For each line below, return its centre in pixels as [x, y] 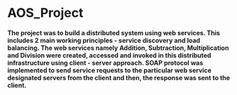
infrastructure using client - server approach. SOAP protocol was [105, 63]
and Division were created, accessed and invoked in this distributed [109, 55]
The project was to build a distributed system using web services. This [114, 32]
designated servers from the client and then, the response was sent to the [119, 77]
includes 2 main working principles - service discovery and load [104, 40]
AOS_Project [45, 13]
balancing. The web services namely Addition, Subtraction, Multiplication [118, 48]
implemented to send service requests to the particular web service [109, 70]
